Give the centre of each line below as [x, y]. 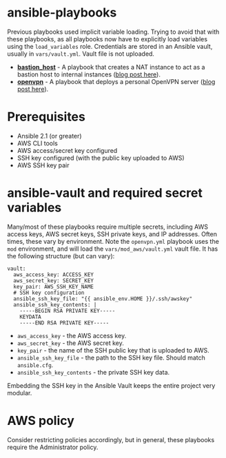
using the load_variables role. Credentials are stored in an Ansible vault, [110, 46]
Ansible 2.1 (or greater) [49, 136]
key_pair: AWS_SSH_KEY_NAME [54, 287]
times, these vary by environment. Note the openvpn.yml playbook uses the [113, 241]
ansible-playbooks [62, 13]
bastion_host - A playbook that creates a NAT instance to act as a [111, 67]
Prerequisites [47, 117]
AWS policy [41, 421]
